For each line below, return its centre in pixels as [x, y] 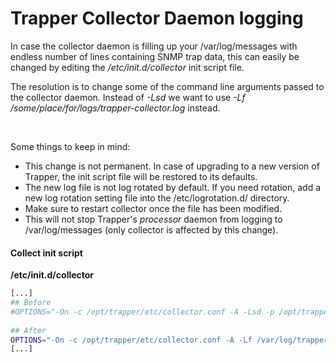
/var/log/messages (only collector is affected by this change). [151, 229]
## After [28, 330]
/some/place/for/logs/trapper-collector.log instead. [115, 108]
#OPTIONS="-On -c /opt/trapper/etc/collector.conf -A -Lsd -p [142, 312]
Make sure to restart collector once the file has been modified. [153, 208]
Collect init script [46, 253]
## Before [31, 303]
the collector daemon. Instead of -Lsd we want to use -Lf [128, 97]
